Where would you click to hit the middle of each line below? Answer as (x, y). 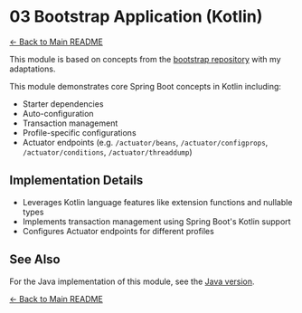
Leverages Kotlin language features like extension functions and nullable (157, 202)
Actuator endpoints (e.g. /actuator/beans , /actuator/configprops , (145, 142)
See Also (35, 260)
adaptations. (33, 69)
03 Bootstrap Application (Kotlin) (136, 17)
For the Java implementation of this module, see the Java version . (132, 281)
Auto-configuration (58, 113)
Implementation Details (76, 180)
